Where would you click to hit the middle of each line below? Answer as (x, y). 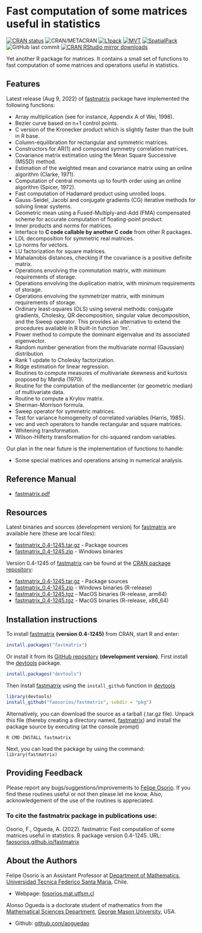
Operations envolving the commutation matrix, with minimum (90, 270)
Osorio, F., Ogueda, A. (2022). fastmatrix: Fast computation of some (90, 829)
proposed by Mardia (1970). (49, 379)
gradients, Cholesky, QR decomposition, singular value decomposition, (103, 315)
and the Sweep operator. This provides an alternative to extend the (98, 321)
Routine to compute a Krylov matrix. (59, 398)
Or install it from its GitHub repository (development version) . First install (97, 657)
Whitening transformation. (47, 430)
